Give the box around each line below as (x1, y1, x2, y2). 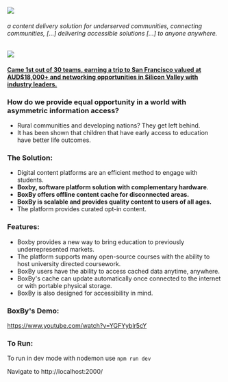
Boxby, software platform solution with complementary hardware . (16, 183, 209, 191)
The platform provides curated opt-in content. (16, 205, 147, 213)
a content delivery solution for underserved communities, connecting (7, 21, 203, 30)
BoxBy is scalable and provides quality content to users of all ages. (16, 198, 212, 206)
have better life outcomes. (16, 136, 91, 144)
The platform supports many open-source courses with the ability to (16, 252, 210, 261)
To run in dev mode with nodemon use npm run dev (7, 354, 151, 363)
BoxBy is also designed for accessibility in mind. (16, 289, 153, 297)
